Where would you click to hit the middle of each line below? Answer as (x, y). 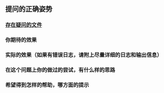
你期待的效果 (21, 40)
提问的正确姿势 (29, 9)
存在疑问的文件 (24, 25)
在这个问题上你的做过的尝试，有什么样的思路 (60, 70)
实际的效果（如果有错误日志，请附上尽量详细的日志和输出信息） (84, 55)
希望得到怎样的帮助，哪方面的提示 (47, 85)
